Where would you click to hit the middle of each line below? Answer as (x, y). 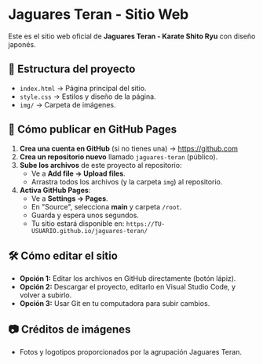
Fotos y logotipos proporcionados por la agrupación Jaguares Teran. (130, 352)
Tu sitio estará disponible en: (78, 223)
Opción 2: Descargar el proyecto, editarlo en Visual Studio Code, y (128, 287)
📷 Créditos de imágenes (69, 329)
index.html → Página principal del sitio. (83, 88)
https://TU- (146, 224)
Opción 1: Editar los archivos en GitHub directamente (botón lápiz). (128, 278)
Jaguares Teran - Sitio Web (99, 15)
